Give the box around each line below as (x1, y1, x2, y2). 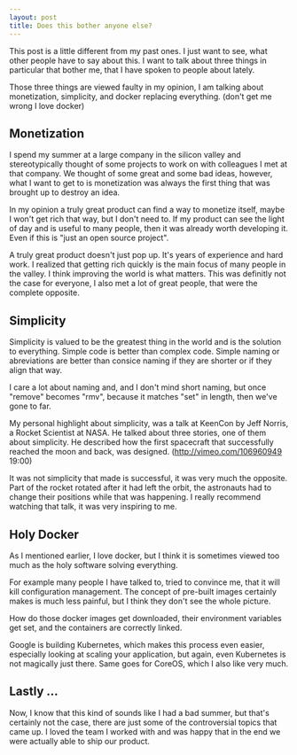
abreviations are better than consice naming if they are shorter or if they (9, 355, 272, 366)
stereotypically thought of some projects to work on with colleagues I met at (9, 159, 288, 169)
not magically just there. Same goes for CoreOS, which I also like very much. (9, 658, 289, 669)
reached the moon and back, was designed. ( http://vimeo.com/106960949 (9, 447, 282, 457)
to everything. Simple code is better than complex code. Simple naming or (9, 346, 280, 357)
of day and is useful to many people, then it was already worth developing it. (9, 223, 288, 234)
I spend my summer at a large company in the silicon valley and (9, 150, 241, 160)
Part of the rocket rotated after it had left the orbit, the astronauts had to (9, 482, 272, 493)
